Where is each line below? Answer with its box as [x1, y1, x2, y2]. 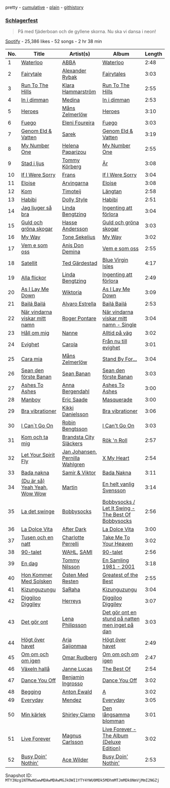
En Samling [102, 557, 129, 564]
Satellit [21, 260, 37, 267]
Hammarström [62, 88, 96, 96]
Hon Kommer [21, 572, 53, 579]
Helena [62, 142, 79, 149]
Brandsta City [62, 434, 95, 441]
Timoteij [62, 188, 81, 195]
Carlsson [62, 739, 83, 746]
